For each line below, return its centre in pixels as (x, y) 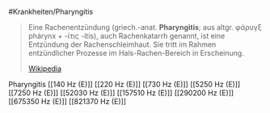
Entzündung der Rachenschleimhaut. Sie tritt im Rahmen (122, 44)
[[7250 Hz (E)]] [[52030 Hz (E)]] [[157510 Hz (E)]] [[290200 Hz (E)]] (121, 93)
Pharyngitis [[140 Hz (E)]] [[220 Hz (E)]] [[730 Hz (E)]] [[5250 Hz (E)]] (124, 84)
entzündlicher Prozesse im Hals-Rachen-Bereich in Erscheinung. (136, 53)
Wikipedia (45, 69)
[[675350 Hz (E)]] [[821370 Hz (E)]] (67, 101)
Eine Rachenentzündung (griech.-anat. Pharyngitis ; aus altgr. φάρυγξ (145, 27)
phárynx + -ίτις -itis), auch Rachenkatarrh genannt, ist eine (127, 36)
